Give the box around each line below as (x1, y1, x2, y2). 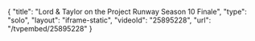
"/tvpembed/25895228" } (7, 24, 93, 33)
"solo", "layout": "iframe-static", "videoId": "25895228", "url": (7, 15, 212, 25)
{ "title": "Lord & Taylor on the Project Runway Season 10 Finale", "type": (7, 7, 247, 16)
